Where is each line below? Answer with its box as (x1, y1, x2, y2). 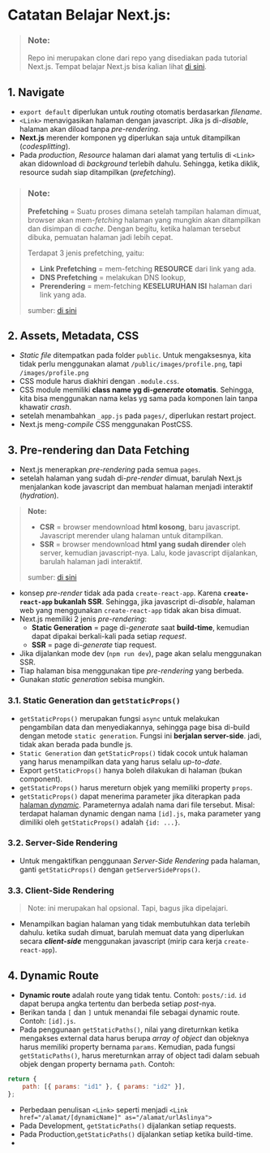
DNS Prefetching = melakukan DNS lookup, (39, 272, 186, 282)
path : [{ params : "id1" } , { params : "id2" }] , (22, 1082, 186, 1090)
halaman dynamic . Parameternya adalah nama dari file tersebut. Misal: (19, 799, 255, 810)
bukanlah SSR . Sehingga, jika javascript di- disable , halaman (54, 597, 256, 607)
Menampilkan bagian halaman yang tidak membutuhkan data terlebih (19, 919, 251, 929)
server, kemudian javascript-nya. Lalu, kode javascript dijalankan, (39, 548, 259, 558)
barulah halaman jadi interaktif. (39, 557, 143, 567)
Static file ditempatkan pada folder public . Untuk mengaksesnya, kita (19, 350, 252, 360)
